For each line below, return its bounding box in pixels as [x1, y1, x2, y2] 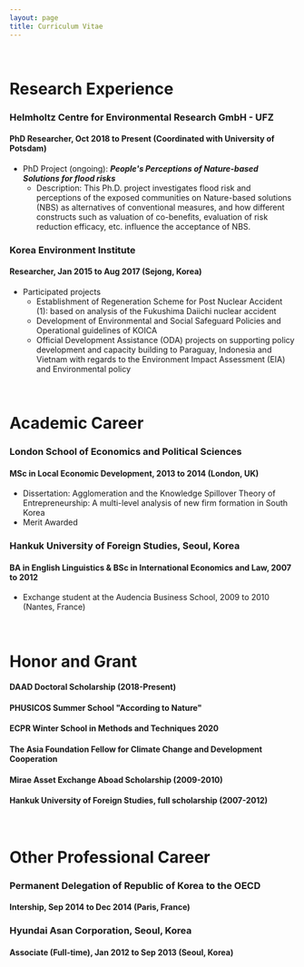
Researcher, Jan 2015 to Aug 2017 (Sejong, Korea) [9, 266, 202, 277]
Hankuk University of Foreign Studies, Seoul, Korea [9, 539, 240, 552]
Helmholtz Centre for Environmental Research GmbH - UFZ [9, 111, 274, 123]
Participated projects [22, 286, 102, 297]
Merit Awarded [22, 517, 79, 528]
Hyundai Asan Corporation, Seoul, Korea [9, 924, 192, 937]
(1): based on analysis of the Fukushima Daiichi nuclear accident [35, 305, 277, 316]
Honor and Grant [9, 651, 138, 672]
